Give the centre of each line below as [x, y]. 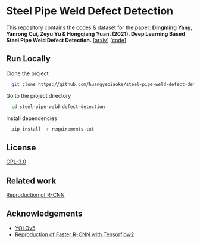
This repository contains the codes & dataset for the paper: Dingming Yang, [99, 27]
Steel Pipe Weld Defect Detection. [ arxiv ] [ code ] [66, 40]
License [21, 147]
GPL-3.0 [16, 162]
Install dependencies [32, 118]
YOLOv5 [25, 228]
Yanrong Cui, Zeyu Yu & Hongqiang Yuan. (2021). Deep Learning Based [96, 33]
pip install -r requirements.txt [53, 129]
